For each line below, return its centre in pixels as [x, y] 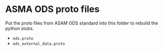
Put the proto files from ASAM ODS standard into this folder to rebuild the [82, 23]
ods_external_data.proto [39, 43]
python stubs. [20, 28]
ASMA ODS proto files [52, 9]
